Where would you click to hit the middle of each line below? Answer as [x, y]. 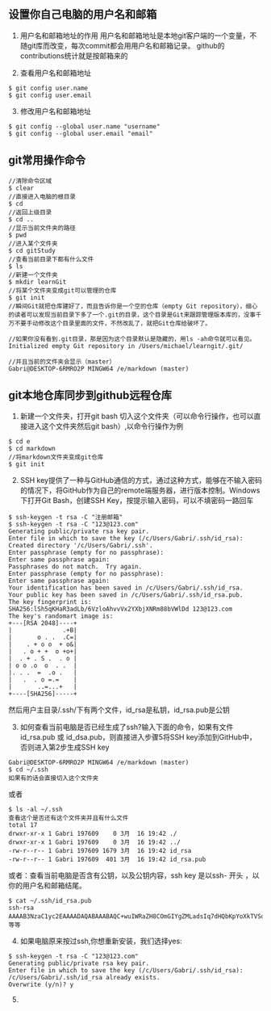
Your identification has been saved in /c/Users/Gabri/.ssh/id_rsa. [126, 588]
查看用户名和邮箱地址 [55, 73]
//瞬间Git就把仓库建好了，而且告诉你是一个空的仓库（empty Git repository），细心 [133, 306]
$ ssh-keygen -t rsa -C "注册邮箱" [66, 518]
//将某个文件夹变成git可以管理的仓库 [63, 290]
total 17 [23, 825]
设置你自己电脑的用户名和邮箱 [83, 15]
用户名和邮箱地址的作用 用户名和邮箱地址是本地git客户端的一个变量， [135, 36]
